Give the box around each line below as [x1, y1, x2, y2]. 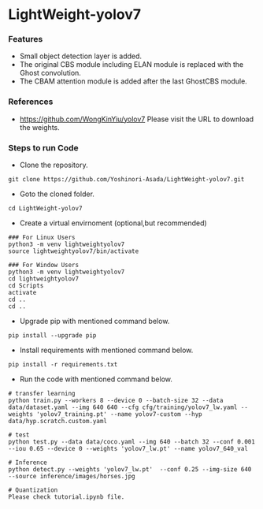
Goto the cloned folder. [19, 189, 94, 199]
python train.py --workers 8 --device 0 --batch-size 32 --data [8, 396, 224, 405]
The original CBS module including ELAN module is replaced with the [19, 60, 244, 69]
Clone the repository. [19, 160, 88, 170]
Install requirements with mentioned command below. [19, 345, 194, 355]
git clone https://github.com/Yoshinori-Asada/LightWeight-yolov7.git [8, 176, 245, 184]
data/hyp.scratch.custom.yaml [8, 418, 108, 425]
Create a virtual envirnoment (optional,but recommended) [19, 218, 207, 228]
